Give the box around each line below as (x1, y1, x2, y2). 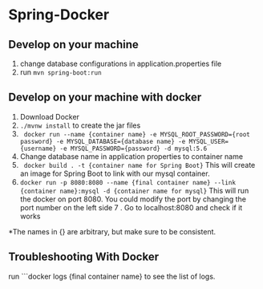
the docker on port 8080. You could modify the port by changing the (19, 194, 247, 204)
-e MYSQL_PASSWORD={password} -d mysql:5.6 (59, 144, 208, 153)
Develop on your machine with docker (8, 91, 202, 104)
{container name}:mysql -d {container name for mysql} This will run (19, 185, 249, 195)
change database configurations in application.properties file (19, 59, 222, 68)
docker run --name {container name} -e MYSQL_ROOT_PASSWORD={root (23, 130, 250, 138)
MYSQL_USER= (188, 137, 229, 145)
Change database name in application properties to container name (19, 151, 243, 161)
